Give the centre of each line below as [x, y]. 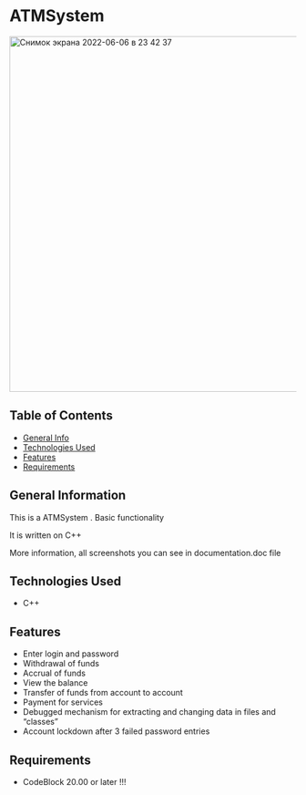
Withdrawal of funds [61, 664]
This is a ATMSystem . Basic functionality [87, 517]
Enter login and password [71, 654]
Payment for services [62, 702]
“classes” [41, 722]
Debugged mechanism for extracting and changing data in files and [149, 712]
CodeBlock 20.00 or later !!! [74, 782]
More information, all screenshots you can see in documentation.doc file [145, 552]
